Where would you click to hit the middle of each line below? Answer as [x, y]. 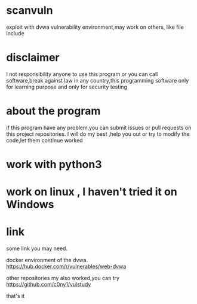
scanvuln [30, 10]
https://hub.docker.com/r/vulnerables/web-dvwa [66, 266]
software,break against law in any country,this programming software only [98, 80]
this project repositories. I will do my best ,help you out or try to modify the [98, 134]
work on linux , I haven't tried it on [92, 192]
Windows [30, 205]
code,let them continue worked [44, 140]
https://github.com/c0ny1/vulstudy [49, 284]
